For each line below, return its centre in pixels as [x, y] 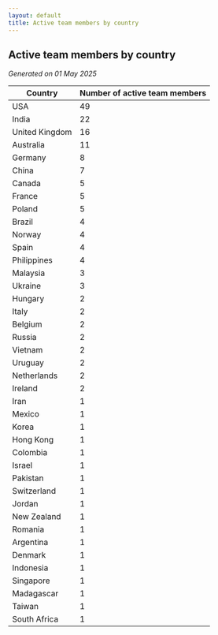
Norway [27, 235]
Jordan [25, 504]
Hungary [28, 299]
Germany [29, 158]
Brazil [23, 222]
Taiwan [26, 607]
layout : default [35, 15]
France [25, 196]
